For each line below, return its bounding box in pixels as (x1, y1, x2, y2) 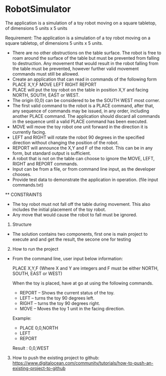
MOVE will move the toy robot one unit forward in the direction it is (12, 123, 148, 130)
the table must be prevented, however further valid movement (12, 66, 139, 72)
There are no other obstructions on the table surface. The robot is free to (12, 50, 162, 56)
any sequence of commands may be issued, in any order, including (12, 108, 150, 114)
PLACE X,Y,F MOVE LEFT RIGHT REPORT (12, 81, 97, 88)
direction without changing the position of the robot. (12, 139, 119, 145)
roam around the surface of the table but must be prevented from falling (12, 55, 160, 61)
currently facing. (12, 129, 46, 135)
